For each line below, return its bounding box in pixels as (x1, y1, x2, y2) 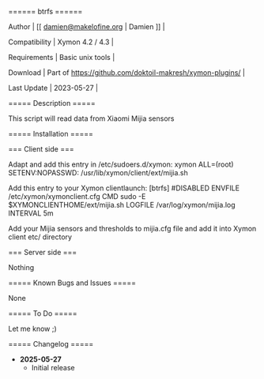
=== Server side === (8, 248, 77, 257)
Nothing (8, 263, 35, 272)
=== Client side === (8, 144, 74, 153)
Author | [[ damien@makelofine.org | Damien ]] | (8, 22, 166, 31)
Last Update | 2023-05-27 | (8, 83, 99, 92)
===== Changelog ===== (8, 340, 94, 348)
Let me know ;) (8, 324, 57, 333)
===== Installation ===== (8, 129, 93, 138)
